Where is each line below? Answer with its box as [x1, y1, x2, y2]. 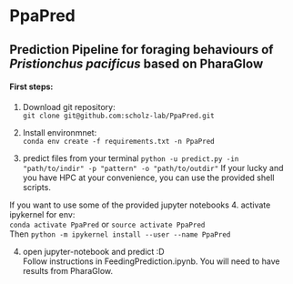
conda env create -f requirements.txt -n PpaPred [22, 137, 216, 146]
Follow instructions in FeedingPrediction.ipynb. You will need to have [22, 256, 280, 267]
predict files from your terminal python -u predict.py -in [22, 152, 239, 164]
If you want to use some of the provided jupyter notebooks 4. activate [9, 199, 271, 210]
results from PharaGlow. [22, 265, 114, 276]
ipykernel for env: [9, 208, 76, 219]
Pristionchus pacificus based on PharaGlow [9, 56, 264, 71]
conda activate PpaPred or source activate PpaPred [9, 218, 206, 229]
